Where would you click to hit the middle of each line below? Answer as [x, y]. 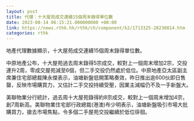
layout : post [22, 11]
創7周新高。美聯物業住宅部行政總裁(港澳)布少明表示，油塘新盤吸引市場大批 [97, 105]
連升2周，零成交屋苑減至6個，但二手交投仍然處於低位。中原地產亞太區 [92, 70]
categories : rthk [27, 33]
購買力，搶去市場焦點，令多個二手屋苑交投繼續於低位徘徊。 [78, 112]
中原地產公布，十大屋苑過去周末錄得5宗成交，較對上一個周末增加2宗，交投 [97, 63]
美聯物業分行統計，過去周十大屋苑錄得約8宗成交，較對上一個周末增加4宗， [97, 98]
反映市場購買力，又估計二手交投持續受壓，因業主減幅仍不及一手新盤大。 [104, 85]
